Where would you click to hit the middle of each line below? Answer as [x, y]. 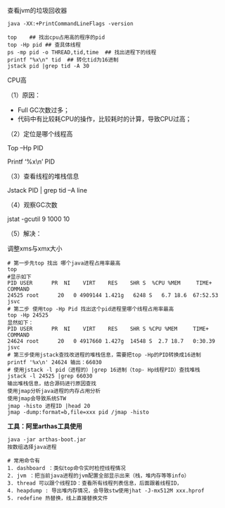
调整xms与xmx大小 [35, 248]
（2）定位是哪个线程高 [40, 134]
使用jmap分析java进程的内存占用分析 [54, 391]
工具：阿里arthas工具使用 [45, 426]
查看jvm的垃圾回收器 [37, 10]
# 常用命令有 [24, 461]
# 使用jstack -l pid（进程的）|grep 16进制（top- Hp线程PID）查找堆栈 [104, 370]
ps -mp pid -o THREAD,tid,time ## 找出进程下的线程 [82, 52]
